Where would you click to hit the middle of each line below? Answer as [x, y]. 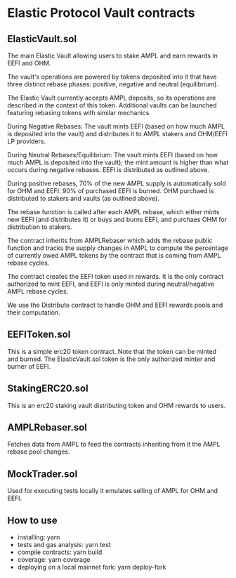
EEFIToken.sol [39, 335]
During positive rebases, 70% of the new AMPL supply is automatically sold [117, 183]
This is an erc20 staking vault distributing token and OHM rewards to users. [117, 405]
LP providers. [27, 141]
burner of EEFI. [29, 366]
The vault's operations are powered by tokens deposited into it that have [112, 77]
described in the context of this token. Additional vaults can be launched [112, 105]
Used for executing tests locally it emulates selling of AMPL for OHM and [113, 491]
